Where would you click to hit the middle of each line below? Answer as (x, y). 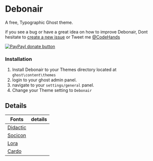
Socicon (17, 136)
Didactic (17, 127)
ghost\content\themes (34, 75)
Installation (19, 59)
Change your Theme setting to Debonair (52, 90)
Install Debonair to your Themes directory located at (64, 70)
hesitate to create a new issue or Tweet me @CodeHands (63, 37)
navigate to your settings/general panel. (53, 85)
